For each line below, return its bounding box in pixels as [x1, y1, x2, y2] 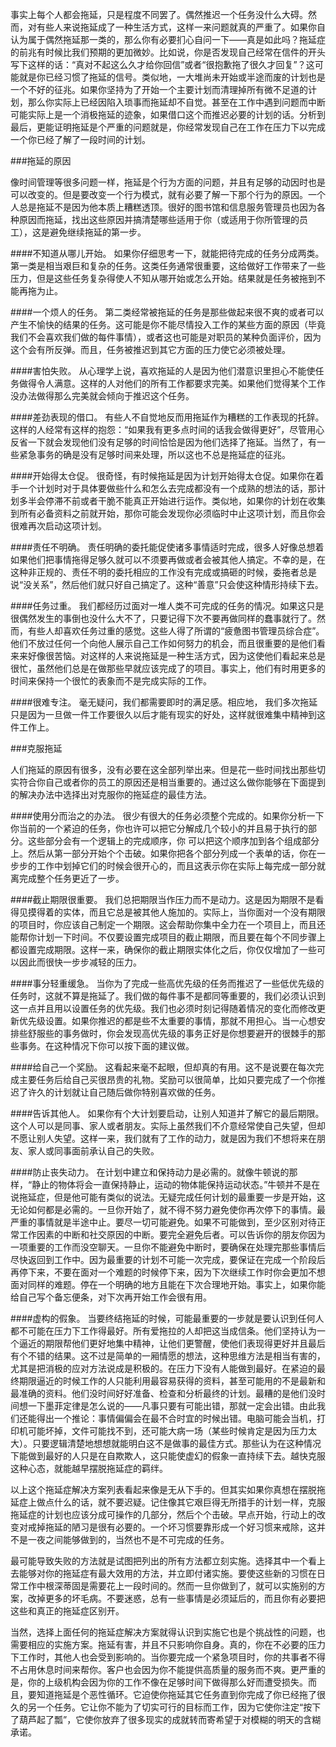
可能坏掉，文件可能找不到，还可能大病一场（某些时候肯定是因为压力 [27, 1425, 308, 1437]
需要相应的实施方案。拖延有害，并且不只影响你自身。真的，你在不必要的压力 [10, 1639, 326, 1650]
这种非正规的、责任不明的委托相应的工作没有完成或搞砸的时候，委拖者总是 [10, 566, 317, 578]
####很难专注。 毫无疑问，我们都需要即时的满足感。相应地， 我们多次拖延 [10, 696, 318, 708]
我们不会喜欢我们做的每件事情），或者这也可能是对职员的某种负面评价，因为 [10, 331, 322, 343]
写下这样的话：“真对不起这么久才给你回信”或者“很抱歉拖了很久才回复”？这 [10, 59, 315, 70]
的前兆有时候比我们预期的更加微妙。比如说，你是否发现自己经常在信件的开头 [10, 46, 326, 58]
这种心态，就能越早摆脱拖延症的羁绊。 [10, 1463, 168, 1474]
